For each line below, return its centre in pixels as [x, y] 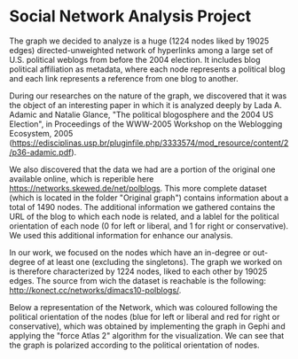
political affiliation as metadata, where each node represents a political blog [147, 69]
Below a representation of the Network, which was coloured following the [143, 307]
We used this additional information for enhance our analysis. [121, 235]
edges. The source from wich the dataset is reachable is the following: [137, 280]
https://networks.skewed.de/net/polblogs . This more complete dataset [138, 188]
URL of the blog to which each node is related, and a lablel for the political [144, 216]
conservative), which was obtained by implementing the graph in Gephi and [147, 326]
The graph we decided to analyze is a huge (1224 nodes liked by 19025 [139, 41]
